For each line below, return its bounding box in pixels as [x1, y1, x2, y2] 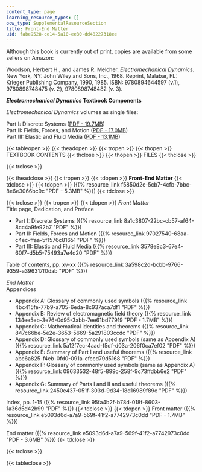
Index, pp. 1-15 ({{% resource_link [6, 399, 90, 406]
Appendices [6, 285, 36, 293]
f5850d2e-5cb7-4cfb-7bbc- [121, 181, 192, 188]
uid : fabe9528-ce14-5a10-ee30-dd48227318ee [6, 31, 118, 37]
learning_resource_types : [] [6, 14, 80, 21]
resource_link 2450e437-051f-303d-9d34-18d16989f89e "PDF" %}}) [14, 387, 188, 394]
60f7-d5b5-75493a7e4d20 [14, 249, 83, 257]
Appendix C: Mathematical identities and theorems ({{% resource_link [14, 323, 189, 330]
